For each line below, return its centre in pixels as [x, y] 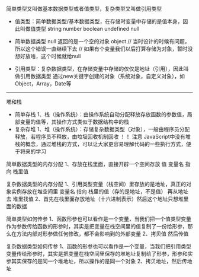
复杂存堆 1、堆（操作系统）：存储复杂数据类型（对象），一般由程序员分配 [102, 129]
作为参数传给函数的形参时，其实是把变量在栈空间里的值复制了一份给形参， [97, 226]
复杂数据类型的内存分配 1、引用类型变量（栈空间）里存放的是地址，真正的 [96, 184]
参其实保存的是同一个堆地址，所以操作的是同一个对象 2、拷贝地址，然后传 [97, 261]
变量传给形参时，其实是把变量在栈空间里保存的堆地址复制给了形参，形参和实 [99, 254]
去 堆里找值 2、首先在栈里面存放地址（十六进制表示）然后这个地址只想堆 [95, 199]
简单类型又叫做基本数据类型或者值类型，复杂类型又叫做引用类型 [84, 9]
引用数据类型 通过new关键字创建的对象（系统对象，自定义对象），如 [102, 76]
